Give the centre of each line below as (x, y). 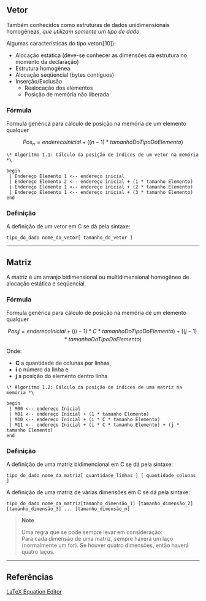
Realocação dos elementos (59, 88)
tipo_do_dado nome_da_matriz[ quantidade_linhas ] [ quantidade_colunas (101, 476)
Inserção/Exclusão (39, 81)
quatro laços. (38, 552)
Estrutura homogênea (43, 68)
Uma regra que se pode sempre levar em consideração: (92, 532)
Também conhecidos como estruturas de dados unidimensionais (88, 25)
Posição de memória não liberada (67, 94)
